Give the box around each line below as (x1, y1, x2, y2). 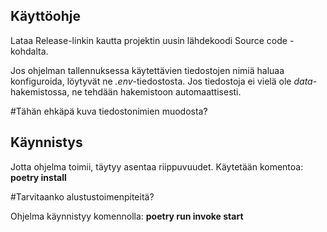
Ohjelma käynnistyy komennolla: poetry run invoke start (10, 210, 244, 222)
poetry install (10, 171, 67, 183)
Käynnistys (10, 134, 83, 151)
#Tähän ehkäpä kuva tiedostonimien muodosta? (10, 105, 208, 117)
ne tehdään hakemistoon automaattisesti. (71, 85, 242, 98)
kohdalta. (10, 45, 49, 57)
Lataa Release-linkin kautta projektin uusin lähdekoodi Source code (10, 34, 288, 46)
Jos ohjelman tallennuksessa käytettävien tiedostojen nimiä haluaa (10, 64, 285, 76)
